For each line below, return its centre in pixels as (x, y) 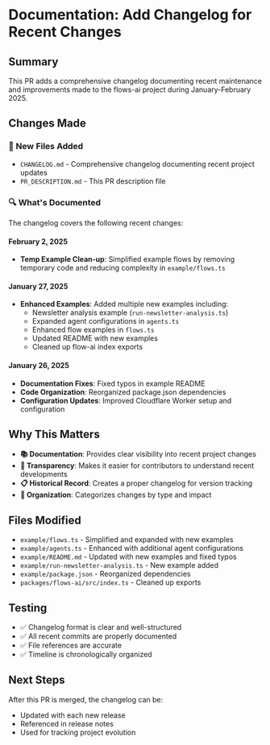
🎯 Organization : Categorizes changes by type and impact (116, 495)
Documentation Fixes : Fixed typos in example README (112, 383)
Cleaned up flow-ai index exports (87, 347)
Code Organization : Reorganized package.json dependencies (123, 391)
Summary (33, 62)
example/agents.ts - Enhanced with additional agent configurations (132, 548)
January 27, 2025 (38, 286)
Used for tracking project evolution (78, 732)
